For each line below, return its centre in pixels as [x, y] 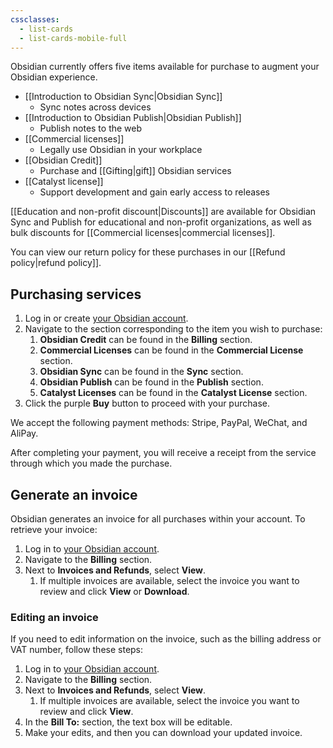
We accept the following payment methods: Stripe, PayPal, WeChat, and [159, 423]
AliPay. [24, 433]
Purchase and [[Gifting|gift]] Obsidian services [135, 171]
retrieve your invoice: [54, 529]
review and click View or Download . [114, 591]
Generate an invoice [74, 494]
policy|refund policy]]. [56, 263]
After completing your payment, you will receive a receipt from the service [163, 453]
